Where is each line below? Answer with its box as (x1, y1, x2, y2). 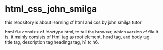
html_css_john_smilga (5, 3, 97, 15)
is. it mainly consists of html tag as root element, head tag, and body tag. (5, 34, 151, 40)
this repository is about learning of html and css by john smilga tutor (5, 19, 142, 25)
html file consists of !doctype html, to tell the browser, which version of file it (5, 29, 158, 34)
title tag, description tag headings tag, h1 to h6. (5, 39, 99, 45)
